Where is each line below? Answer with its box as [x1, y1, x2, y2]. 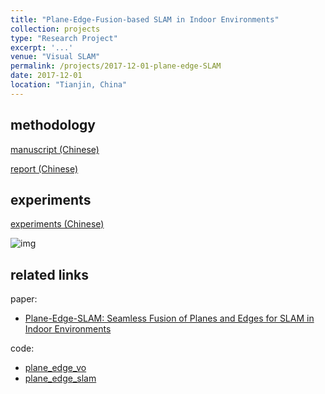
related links [10, 266, 90, 283]
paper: [10, 293, 38, 305]
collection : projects [10, 24, 101, 34]
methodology [10, 117, 96, 134]
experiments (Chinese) [10, 218, 105, 230]
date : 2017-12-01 [10, 71, 83, 81]
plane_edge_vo [24, 362, 87, 374]
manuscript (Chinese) [10, 143, 100, 155]
